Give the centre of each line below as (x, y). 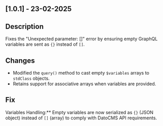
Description (24, 26)
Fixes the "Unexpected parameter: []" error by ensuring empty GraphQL (81, 39)
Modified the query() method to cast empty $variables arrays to (81, 73)
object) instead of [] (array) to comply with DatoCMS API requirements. (81, 118)
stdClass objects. (31, 78)
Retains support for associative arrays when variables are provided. (84, 84)
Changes (20, 60)
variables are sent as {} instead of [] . (45, 44)
